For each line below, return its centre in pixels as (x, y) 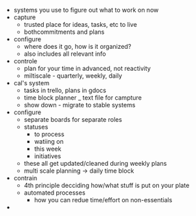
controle (25, 61)
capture (25, 17)
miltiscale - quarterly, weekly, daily (73, 76)
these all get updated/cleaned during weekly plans (95, 163)
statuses (36, 127)
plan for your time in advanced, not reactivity (87, 68)
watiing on (49, 141)
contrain (25, 178)
